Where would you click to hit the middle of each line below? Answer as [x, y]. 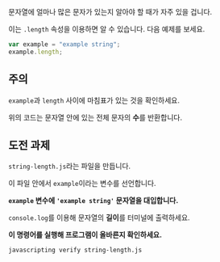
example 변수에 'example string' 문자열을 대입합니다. [93, 201]
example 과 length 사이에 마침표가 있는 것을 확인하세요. [94, 100]
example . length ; [35, 52]
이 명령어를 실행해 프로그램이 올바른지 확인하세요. [85, 235]
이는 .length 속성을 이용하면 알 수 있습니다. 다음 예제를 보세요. [107, 29]
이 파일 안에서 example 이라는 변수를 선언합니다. [82, 184]
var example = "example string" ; [64, 44]
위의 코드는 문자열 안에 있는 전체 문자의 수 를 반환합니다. [95, 117]
